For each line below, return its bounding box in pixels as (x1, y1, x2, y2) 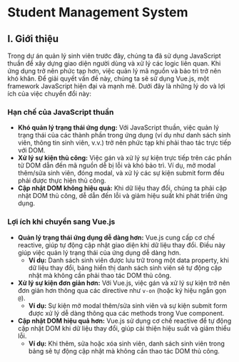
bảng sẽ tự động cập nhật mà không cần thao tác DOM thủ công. (28, 346, 220, 355)
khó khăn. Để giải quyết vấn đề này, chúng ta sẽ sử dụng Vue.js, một (7, 74, 209, 83)
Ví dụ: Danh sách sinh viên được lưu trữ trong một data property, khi (28, 256, 230, 264)
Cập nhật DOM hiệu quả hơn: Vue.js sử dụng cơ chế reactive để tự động (17, 316, 232, 325)
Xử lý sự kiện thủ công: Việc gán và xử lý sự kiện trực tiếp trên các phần (17, 154, 232, 162)
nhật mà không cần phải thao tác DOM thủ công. (28, 271, 172, 279)
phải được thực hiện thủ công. (17, 176, 106, 185)
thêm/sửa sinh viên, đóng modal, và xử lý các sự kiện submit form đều (17, 169, 225, 177)
